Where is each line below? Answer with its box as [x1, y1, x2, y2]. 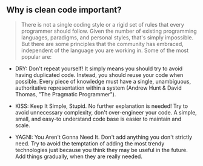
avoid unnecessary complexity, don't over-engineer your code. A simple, [15, 108, 197, 116]
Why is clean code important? [6, 5, 122, 15]
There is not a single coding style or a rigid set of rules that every [21, 21, 184, 28]
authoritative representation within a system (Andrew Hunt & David [15, 84, 182, 91]
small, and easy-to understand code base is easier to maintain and [15, 115, 182, 122]
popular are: [21, 53, 52, 60]
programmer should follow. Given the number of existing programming [21, 27, 197, 35]
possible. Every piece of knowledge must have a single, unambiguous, [15, 78, 191, 85]
